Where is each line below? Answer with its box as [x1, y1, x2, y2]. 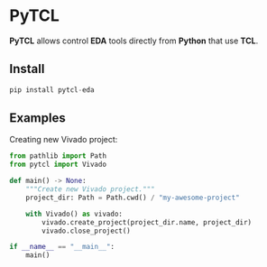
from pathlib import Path [9, 152, 106, 161]
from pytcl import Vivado [9, 160, 106, 170]
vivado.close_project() [41, 226, 131, 235]
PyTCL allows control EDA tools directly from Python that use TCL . [9, 35, 259, 46]
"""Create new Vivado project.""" [25, 185, 155, 194]
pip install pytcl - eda [9, 85, 95, 95]
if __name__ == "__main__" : [9, 243, 115, 252]
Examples [9, 110, 66, 126]
